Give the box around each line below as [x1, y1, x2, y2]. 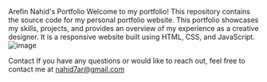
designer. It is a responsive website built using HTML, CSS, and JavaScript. [8, 32, 255, 41]
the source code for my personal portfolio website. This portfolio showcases [8, 15, 259, 25]
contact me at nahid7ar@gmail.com [8, 64, 125, 74]
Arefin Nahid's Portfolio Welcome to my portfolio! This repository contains [8, 7, 251, 16]
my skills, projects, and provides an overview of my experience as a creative [8, 24, 259, 33]
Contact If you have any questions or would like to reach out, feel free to [8, 56, 245, 65]
